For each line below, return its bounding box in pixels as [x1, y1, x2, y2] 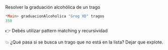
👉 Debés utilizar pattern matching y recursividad [5, 27, 108, 34]
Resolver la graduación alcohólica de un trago [5, 4, 101, 10]
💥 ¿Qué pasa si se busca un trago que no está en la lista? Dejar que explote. [5, 39, 163, 45]
